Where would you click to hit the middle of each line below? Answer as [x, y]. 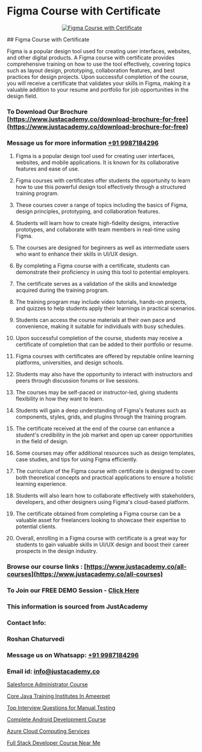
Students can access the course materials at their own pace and [96, 320]
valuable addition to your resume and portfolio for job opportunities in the [98, 89]
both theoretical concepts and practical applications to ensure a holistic [104, 478]
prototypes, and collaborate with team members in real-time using [98, 230]
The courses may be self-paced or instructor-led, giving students [97, 393]
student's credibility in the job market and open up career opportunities [104, 435]
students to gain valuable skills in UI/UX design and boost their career [102, 545]
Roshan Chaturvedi [36, 639]
